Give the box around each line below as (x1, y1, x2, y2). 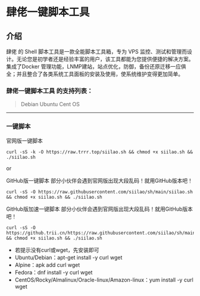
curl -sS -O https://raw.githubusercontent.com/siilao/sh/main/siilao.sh (6, 189, 193, 195)
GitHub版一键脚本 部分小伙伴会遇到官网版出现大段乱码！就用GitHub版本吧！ (6, 177, 193, 184)
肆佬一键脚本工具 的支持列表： (6, 87, 93, 95)
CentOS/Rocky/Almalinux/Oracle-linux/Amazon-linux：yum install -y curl (14, 276, 193, 283)
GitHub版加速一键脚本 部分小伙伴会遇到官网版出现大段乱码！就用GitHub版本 (6, 205, 193, 212)
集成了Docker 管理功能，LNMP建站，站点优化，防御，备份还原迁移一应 (6, 63, 182, 70)
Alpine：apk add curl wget (14, 261, 80, 269)
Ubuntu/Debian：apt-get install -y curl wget (14, 254, 123, 261)
